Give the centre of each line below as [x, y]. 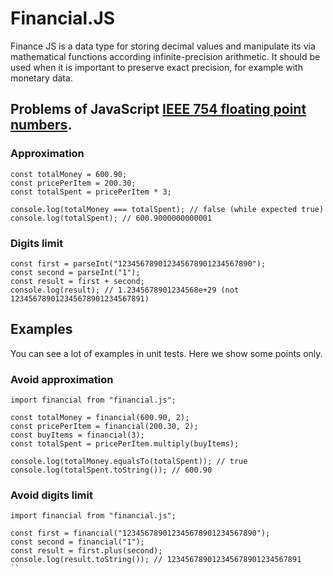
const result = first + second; [77, 281]
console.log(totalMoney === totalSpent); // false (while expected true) [167, 209]
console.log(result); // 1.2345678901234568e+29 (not [125, 290]
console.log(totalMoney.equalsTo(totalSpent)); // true [129, 462]
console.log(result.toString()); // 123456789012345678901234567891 [156, 560]
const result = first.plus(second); [86, 551]
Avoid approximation [62, 379]
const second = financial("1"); [77, 542]
